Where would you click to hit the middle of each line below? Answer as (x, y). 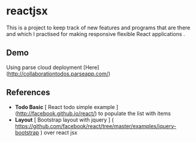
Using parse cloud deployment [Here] (53, 67)
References (28, 93)
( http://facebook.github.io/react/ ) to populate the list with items (93, 113)
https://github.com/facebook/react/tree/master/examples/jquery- (96, 126)
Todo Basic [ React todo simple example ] (67, 107)
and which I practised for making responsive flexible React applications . (96, 34)
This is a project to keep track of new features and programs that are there (98, 28)
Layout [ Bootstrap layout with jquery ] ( (64, 120)
